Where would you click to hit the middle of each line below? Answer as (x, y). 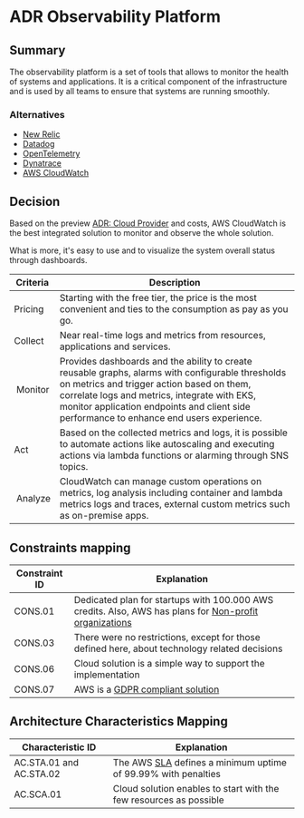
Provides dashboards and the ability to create (156, 362)
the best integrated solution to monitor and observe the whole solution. (142, 233)
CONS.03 (34, 643)
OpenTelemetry (51, 154)
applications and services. (115, 346)
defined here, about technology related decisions (178, 648)
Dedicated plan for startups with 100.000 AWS (174, 599)
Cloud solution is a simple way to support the (169, 663)
